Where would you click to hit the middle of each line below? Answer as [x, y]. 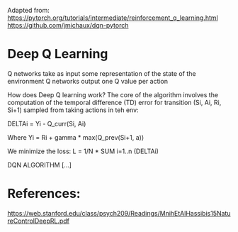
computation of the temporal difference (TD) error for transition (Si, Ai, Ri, [114, 102]
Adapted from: [28, 10]
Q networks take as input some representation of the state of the [102, 73]
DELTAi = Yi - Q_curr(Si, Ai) [47, 123]
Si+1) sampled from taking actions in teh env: [73, 110]
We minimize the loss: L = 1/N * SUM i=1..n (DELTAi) [83, 151]
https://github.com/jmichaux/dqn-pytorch [68, 25]
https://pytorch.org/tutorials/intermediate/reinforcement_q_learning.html [113, 18]
